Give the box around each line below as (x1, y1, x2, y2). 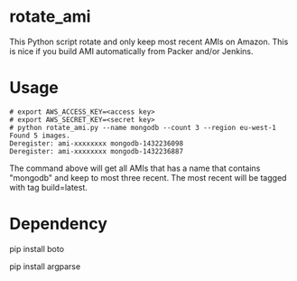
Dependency (9, 214, 108, 234)
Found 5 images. (9, 131, 70, 140)
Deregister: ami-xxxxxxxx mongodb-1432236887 (9, 146, 183, 155)
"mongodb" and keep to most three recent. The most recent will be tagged (9, 172, 287, 183)
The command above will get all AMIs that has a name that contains (9, 163, 261, 173)
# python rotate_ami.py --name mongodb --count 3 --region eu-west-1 (9, 123, 277, 132)
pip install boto (9, 243, 65, 254)
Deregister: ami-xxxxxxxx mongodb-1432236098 (9, 138, 183, 148)
